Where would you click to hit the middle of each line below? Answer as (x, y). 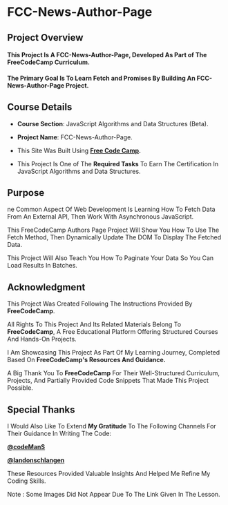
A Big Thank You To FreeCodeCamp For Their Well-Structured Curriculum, (113, 373)
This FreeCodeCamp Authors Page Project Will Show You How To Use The (113, 230)
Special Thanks (41, 409)
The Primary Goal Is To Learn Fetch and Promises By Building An (101, 78)
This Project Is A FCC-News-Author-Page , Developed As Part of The (107, 55)
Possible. (20, 388)
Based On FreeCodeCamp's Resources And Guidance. (86, 360)
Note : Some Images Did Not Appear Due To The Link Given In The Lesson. (114, 495)
